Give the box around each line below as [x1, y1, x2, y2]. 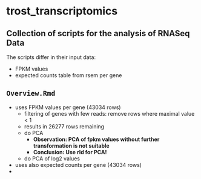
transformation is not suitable [33, 142, 110, 149]
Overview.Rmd [6, 89, 56, 98]
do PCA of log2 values [24, 155, 81, 162]
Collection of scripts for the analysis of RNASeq [6, 28, 190, 39]
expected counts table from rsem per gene [15, 72, 122, 79]
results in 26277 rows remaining [24, 122, 105, 130]
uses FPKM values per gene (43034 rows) [15, 104, 121, 111]
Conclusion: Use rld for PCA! [33, 148, 107, 155]
